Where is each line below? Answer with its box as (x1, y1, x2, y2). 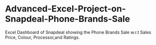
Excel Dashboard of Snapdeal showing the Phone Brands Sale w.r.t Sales (5, 29, 152, 35)
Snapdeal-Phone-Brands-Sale (5, 13, 130, 24)
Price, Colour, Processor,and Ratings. (5, 34, 80, 40)
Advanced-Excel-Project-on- (5, 3, 126, 14)
